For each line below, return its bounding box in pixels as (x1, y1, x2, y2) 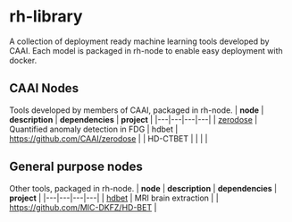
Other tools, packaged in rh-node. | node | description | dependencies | (9, 183, 278, 193)
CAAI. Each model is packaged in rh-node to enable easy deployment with (9, 45, 283, 55)
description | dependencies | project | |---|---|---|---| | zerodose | (9, 114, 258, 124)
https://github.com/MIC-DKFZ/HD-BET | (9, 201, 157, 212)
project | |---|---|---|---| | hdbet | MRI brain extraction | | (9, 192, 219, 203)
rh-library (9, 6, 83, 27)
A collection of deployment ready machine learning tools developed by (9, 36, 270, 47)
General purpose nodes (9, 159, 143, 175)
